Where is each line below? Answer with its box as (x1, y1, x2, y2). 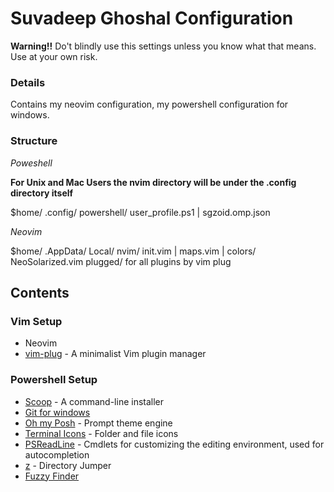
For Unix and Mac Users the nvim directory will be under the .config (10, 176, 297, 188)
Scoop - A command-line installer (24, 395, 165, 407)
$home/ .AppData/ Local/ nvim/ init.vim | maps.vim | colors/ (10, 245, 257, 257)
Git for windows (24, 406, 91, 418)
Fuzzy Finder (24, 470, 80, 482)
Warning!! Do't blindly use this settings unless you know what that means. (10, 40, 317, 52)
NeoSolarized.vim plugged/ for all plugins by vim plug (10, 255, 232, 267)
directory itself (10, 187, 74, 199)
